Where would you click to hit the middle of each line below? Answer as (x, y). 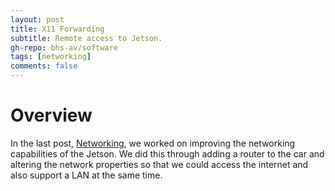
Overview (51, 115)
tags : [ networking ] (51, 57)
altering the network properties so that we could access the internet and (159, 164)
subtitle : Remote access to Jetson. (86, 38)
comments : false (44, 66)
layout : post (37, 19)
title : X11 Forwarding (57, 29)
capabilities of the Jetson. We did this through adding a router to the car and (167, 153)
